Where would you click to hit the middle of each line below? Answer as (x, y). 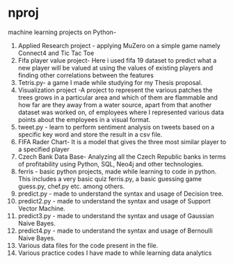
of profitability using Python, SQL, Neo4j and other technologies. (111, 164)
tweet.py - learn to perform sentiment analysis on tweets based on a (116, 127)
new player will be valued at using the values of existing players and (115, 68)
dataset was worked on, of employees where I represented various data (121, 112)
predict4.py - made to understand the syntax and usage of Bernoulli (115, 231)
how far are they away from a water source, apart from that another (115, 104)
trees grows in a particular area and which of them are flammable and (118, 97)
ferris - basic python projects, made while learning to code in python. (117, 171)
